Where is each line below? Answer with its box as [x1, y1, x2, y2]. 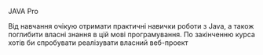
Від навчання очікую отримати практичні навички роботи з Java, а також [8, 22, 254, 30]
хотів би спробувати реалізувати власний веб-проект [8, 38, 188, 47]
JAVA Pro [8, 7, 39, 15]
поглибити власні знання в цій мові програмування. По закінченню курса [8, 30, 255, 39]
